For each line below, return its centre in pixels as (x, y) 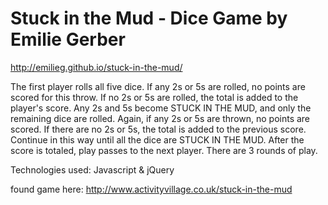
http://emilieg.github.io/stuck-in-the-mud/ (96, 67)
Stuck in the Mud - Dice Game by (149, 18)
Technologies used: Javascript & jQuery (92, 169)
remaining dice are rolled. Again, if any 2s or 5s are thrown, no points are (160, 118)
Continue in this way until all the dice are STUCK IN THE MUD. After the (157, 139)
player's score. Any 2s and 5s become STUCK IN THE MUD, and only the (161, 108)
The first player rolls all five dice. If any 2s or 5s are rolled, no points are (158, 86)
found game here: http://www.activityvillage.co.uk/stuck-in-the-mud (151, 189)
